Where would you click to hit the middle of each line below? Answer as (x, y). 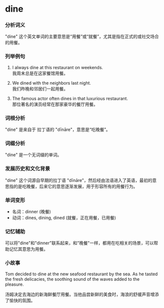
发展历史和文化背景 (28, 169)
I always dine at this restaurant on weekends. (58, 67)
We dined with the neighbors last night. (51, 83)
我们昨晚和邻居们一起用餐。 (40, 89)
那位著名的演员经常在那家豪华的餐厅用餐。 (55, 104)
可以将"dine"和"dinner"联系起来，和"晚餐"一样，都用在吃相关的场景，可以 (80, 243)
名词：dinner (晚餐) (31, 211)
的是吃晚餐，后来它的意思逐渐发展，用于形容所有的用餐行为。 (75, 186)
